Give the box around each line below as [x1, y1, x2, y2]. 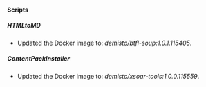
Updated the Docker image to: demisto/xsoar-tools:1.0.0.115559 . [17, 72, 200, 80]
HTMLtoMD [7, 21, 41, 30]
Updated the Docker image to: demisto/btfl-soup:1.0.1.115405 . [17, 39, 192, 47]
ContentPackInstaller [7, 55, 71, 63]
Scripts [7, 6, 29, 14]
